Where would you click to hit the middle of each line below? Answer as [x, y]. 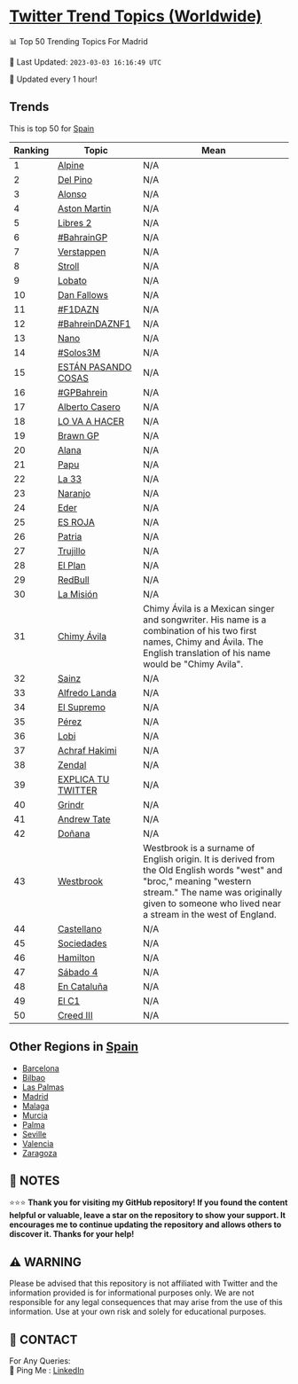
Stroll [68, 266]
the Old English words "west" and [213, 870]
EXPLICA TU [83, 779]
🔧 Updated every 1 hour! [53, 79]
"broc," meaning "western [197, 881]
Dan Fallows [83, 294]
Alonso [72, 194]
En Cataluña [82, 986]
